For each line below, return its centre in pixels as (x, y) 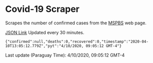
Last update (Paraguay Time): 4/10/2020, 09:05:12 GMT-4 (65, 55)
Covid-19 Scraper (42, 9)
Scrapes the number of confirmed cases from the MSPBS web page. (76, 23)
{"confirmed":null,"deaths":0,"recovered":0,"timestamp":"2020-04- (77, 41)
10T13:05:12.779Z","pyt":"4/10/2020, (44, 46)
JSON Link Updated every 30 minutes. (45, 32)
